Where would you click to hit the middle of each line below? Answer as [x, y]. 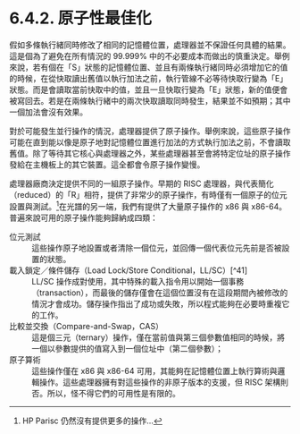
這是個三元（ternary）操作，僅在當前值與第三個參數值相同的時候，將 [158, 337]
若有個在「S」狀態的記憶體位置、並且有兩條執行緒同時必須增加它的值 [160, 67]
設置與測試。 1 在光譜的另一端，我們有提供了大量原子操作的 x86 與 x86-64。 [148, 205]
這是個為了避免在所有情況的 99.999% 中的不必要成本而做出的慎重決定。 [142, 55]
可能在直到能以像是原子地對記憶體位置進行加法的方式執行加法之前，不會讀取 [150, 142]
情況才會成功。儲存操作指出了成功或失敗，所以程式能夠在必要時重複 [157, 303]
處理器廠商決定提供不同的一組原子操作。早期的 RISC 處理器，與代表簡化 [142, 183]
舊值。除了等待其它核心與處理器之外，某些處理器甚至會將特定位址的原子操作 [150, 153]
